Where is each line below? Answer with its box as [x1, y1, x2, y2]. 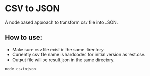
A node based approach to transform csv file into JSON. [5, 19, 118, 25]
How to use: [5, 33, 43, 42]
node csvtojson [5, 66, 36, 71]
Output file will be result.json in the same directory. [12, 57, 115, 63]
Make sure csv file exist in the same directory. [12, 46, 105, 52]
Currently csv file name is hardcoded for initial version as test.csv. [12, 51, 146, 57]
